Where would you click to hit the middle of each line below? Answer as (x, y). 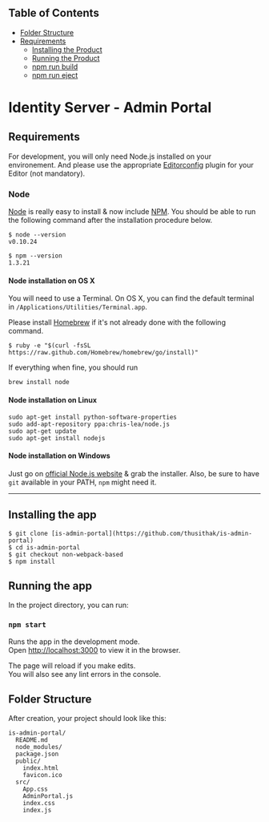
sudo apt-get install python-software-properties (93, 417)
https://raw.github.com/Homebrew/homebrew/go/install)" (103, 353)
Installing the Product (67, 49)
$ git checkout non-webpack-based (66, 554)
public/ (28, 761)
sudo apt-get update (43, 431)
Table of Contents (54, 13)
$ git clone (28, 533)
